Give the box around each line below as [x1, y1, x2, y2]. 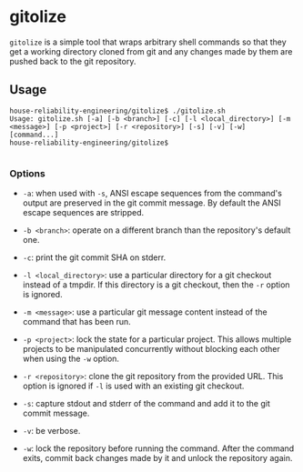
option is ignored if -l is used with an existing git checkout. [22, 380, 245, 392]
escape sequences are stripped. [22, 207, 145, 218]
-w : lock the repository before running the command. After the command [22, 443, 295, 454]
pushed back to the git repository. [9, 55, 136, 66]
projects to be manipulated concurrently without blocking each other [22, 344, 280, 355]
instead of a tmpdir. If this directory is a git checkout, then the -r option [22, 279, 290, 290]
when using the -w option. [22, 353, 120, 365]
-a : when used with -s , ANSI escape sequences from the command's [22, 188, 282, 199]
